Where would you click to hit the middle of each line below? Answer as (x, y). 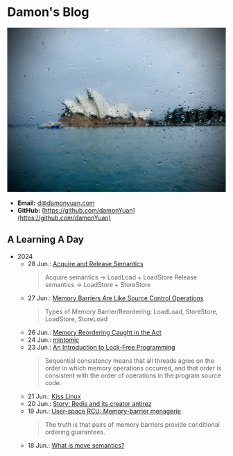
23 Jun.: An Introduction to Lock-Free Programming (101, 347)
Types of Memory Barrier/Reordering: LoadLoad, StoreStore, (131, 311)
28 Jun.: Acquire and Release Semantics (85, 263)
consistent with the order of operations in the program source (133, 375)
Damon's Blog (48, 12)
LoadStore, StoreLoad (76, 319)
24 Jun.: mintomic (53, 340)
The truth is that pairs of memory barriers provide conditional (132, 424)
